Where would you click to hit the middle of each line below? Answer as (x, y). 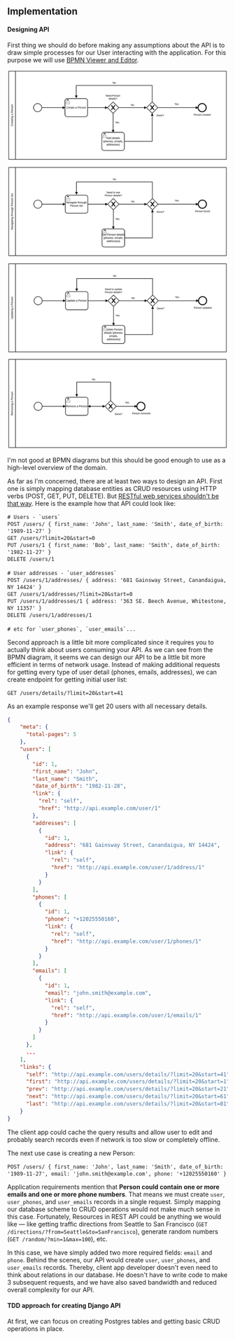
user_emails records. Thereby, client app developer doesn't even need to (113, 1267)
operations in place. (36, 1328)
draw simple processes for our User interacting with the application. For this (117, 53)
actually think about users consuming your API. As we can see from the (110, 649)
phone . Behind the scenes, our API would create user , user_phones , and (109, 1259)
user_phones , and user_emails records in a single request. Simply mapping (114, 1201)
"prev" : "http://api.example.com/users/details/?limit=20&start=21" (128, 1089)
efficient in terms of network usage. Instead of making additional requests (114, 664)
